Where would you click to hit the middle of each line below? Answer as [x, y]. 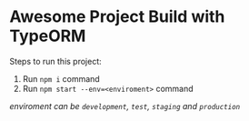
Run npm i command [61, 78]
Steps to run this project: [55, 61]
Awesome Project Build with [117, 17]
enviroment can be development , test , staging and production [125, 106]
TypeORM [48, 36]
